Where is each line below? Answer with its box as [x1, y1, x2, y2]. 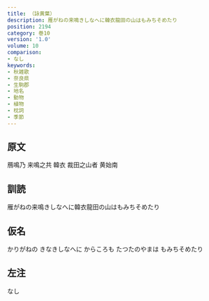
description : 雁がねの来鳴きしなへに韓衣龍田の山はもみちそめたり [7, 17, 178, 24]
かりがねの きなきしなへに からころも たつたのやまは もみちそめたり [7, 245, 203, 254]
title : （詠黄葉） [7, 10, 56, 17]
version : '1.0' [7, 36, 52, 43]
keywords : [7, 62, 36, 69]
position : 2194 [7, 23, 52, 30]
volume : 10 [7, 42, 39, 49]
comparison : [7, 49, 42, 56]
